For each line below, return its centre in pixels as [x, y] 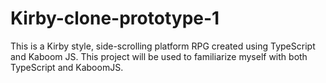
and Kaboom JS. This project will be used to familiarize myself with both [159, 56]
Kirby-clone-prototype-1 [115, 18]
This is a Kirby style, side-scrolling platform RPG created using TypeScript [163, 46]
